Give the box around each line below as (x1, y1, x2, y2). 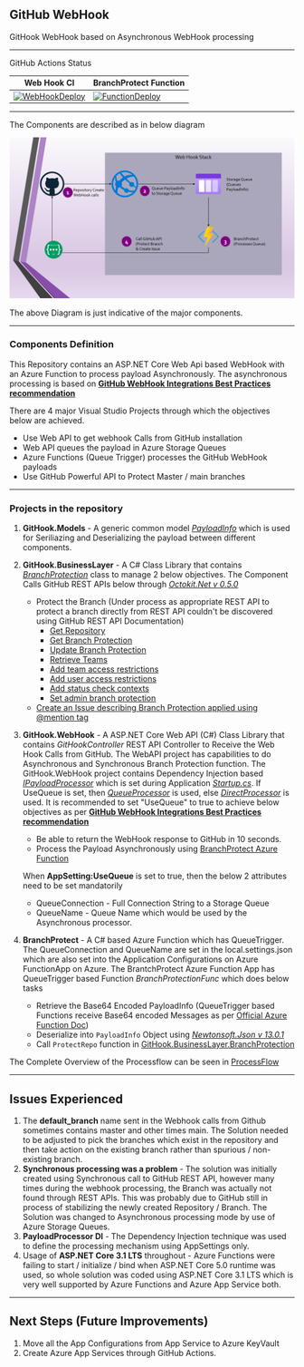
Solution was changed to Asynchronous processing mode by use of (22, 1211, 276, 1222)
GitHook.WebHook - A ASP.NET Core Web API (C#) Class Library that (22, 730, 285, 741)
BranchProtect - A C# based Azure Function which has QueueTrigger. (22, 935, 285, 945)
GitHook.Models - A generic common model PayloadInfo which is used (22, 523, 291, 534)
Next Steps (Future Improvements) (9, 1314, 209, 1329)
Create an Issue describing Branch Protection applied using (35, 703, 258, 713)
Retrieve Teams (49, 654, 109, 665)
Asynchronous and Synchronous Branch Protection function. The (22, 759, 266, 770)
